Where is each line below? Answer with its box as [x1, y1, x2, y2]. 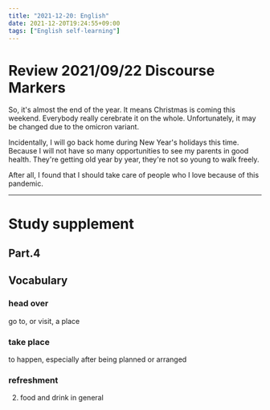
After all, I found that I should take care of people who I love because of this [8, 170, 260, 180]
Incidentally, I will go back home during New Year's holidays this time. [8, 137, 239, 147]
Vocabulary [8, 274, 68, 288]
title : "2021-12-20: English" [8, 11, 110, 20]
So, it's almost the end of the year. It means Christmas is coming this [8, 105, 235, 115]
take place [8, 336, 50, 347]
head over [8, 298, 49, 310]
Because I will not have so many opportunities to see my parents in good [8, 146, 249, 156]
